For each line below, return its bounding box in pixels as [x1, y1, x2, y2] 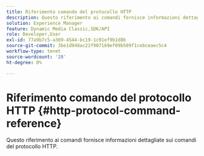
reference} [6, 116, 62, 130]
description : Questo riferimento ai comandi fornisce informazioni [6, 15, 181, 21]
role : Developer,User [6, 31, 61, 37]
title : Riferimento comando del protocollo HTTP [6, 8, 132, 15]
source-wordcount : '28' [6, 54, 67, 60]
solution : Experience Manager [6, 20, 83, 26]
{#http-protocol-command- [38, 103, 181, 117]
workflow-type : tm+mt [6, 48, 61, 54]
